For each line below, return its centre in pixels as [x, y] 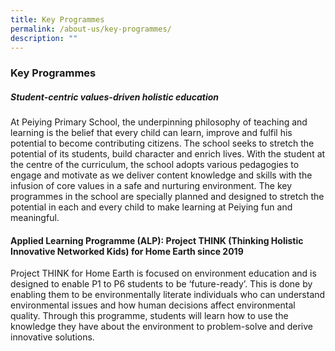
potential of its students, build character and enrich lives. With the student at [168, 154]
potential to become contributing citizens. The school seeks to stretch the [162, 143]
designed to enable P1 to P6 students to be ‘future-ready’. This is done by [161, 284]
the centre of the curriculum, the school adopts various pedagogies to [155, 165]
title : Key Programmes [57, 19]
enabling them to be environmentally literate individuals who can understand [168, 295]
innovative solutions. [52, 337]
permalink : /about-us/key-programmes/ [91, 29]
